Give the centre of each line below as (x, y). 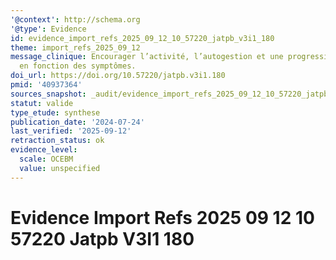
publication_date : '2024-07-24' (77, 122)
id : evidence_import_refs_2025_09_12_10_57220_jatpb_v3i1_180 (142, 38)
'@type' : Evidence (48, 29)
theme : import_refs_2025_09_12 (75, 47)
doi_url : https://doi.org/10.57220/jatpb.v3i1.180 (118, 76)
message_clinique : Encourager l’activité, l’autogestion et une (147, 57)
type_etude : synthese (55, 112)
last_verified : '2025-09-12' (71, 131)
